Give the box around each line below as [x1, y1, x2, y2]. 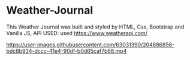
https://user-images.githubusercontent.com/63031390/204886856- [6, 41, 175, 48]
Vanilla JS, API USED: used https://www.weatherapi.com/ [6, 29, 148, 36]
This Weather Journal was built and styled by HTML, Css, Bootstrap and [6, 23, 185, 30]
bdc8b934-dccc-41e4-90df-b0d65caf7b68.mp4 [6, 47, 127, 54]
